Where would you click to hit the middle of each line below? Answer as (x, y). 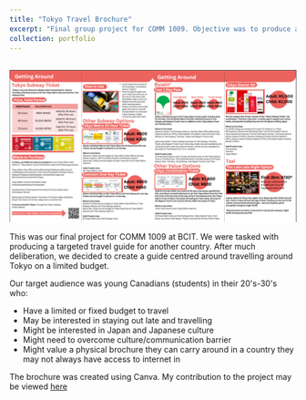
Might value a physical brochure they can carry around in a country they (158, 350)
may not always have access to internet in (101, 359)
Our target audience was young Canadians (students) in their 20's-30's (143, 283)
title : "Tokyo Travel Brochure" (71, 19)
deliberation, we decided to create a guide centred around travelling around (151, 256)
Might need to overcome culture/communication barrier (127, 340)
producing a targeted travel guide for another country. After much (133, 247)
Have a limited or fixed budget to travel (96, 311)
